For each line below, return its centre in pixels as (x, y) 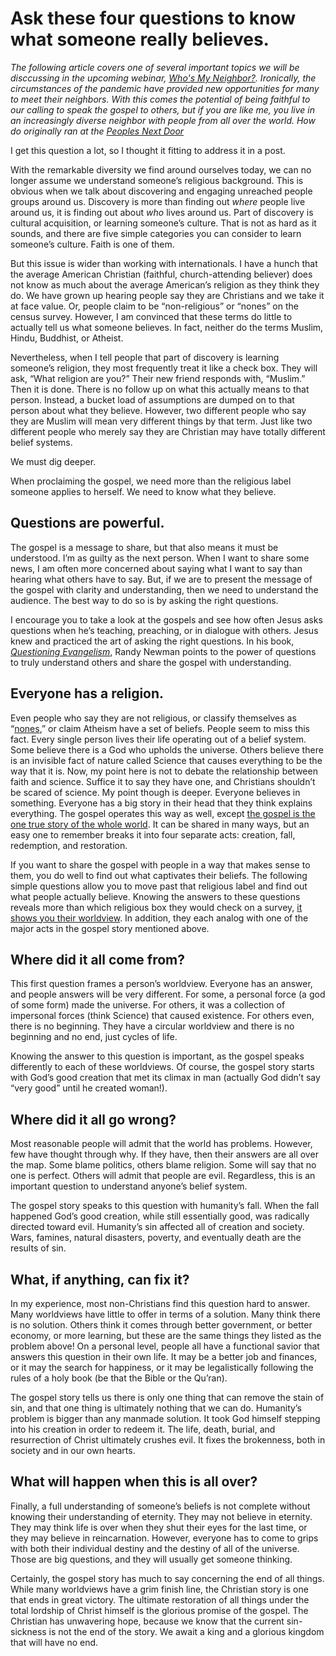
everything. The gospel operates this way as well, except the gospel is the (163, 813)
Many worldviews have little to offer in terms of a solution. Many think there (165, 1314)
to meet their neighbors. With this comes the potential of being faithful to (160, 99)
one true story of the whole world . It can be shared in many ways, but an (160, 824)
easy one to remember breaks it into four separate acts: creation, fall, (153, 834)
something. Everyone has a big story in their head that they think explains (161, 803)
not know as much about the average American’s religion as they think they (165, 284)
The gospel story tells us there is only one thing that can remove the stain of (167, 1397)
